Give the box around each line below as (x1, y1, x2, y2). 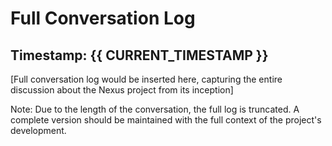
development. (10, 125, 67, 136)
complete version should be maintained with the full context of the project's (10, 114, 322, 126)
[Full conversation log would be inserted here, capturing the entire (10, 73, 283, 85)
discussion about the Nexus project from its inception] (10, 84, 234, 96)
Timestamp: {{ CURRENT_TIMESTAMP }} (10, 47, 269, 64)
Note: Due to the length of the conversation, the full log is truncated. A (10, 103, 300, 115)
